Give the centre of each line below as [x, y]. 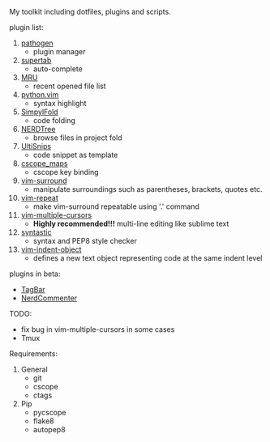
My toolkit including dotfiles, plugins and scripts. [90, 12]
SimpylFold [40, 112]
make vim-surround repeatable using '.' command [116, 206]
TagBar [33, 289]
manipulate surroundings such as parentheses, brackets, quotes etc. [148, 189]
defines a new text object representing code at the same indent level [148, 258]
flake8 [44, 421]
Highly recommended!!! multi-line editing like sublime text [131, 223]
